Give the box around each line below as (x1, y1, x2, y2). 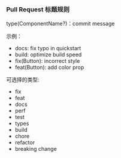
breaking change (14, 145, 57, 153)
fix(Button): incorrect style (14, 57, 80, 65)
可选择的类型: (6, 76, 40, 83)
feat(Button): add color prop (14, 64, 84, 71)
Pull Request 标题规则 (6, 5, 70, 13)
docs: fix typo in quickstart (14, 45, 81, 52)
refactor (14, 139, 35, 146)
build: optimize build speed (14, 51, 82, 58)
